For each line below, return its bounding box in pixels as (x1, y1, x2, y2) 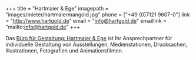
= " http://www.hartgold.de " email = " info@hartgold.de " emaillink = (5, 17, 167, 24)
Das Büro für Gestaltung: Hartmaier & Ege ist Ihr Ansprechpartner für (5, 35, 172, 41)
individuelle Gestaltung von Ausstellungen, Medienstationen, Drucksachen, (5, 41, 188, 48)
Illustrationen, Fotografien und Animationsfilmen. (5, 47, 124, 54)
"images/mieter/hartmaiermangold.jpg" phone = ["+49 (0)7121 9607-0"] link (5, 11, 190, 18)
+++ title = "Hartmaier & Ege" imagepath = (5, 5, 109, 12)
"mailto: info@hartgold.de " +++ (5, 23, 81, 30)
